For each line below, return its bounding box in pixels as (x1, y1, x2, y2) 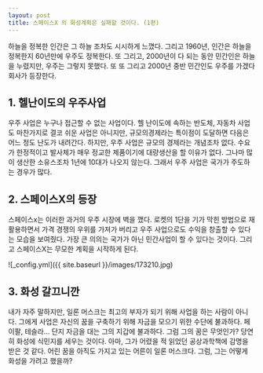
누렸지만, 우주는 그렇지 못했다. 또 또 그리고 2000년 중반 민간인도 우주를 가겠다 (16, 60, 255, 71)
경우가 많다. (16, 167, 53, 177)
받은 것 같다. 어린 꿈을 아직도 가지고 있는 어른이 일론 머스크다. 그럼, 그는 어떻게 (8, 346, 249, 356)
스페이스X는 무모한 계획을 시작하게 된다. (16, 244, 139, 254)
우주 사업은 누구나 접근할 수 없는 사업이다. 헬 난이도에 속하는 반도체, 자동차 (8, 119, 236, 128)
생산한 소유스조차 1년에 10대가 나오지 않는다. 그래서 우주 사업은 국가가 (16, 158, 230, 167)
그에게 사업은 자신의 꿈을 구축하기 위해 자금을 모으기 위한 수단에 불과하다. (18, 316, 243, 326)
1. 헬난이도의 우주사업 (8, 96, 107, 109)
